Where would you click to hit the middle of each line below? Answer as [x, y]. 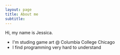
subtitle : [15, 19]
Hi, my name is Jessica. [29, 33]
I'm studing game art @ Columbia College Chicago [63, 42]
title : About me [22, 14]
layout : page [18, 10]
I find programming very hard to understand [57, 48]
